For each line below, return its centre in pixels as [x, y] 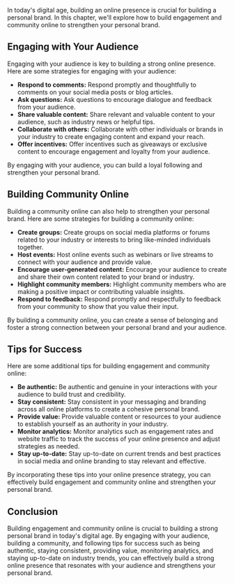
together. [30, 247]
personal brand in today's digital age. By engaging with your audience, [109, 536]
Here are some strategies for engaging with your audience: [92, 71]
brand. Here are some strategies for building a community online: [101, 219]
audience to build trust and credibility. [72, 395]
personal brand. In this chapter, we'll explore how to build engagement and [115, 17]
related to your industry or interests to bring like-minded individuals [114, 240]
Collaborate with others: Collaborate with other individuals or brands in [120, 129]
